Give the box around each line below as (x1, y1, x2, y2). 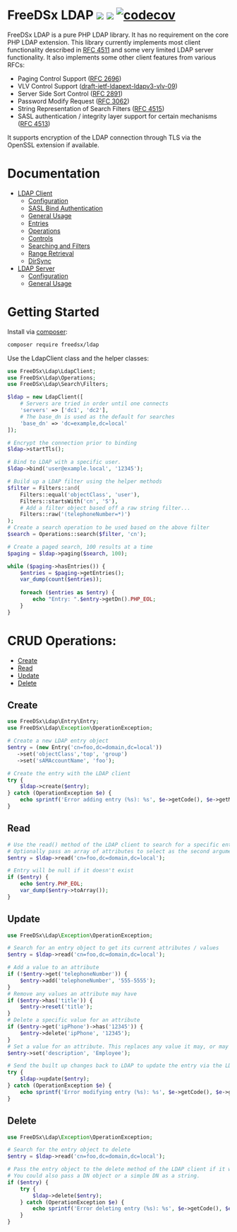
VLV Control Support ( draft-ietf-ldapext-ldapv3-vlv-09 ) (17, 81, 178, 90)
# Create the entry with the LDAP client (7, 770, 131, 777)
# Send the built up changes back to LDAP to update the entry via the (7, 1062, 222, 1069)
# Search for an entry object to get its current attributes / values (7, 945, 219, 952)
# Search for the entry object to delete (7, 1146, 131, 1153)
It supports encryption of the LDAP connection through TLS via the (7, 133, 202, 142)
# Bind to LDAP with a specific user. (7, 459, 121, 466)
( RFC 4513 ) (17, 119, 51, 127)
